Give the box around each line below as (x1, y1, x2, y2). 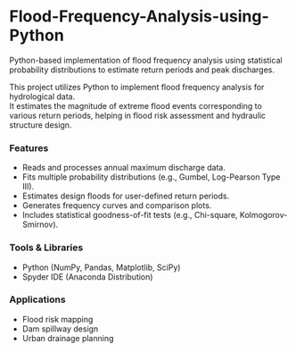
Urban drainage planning (21, 332, 114, 343)
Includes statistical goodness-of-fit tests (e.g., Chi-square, (21, 210, 238, 221)
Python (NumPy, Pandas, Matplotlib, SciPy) (21, 262, 181, 272)
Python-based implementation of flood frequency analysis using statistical (9, 54, 283, 65)
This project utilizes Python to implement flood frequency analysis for (9, 81, 265, 92)
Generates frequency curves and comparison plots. (21, 200, 212, 211)
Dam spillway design (21, 323, 99, 334)
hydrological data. (9, 91, 76, 102)
